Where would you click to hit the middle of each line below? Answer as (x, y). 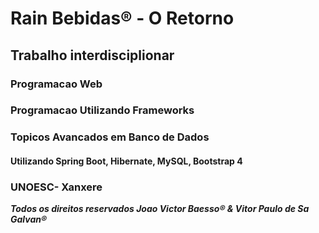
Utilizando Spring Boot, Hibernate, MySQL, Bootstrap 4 (126, 161)
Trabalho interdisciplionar (92, 55)
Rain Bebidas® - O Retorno (122, 18)
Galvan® (29, 219)
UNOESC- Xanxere (56, 187)
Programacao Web (56, 84)
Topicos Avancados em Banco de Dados (110, 137)
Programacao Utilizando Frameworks (102, 110)
